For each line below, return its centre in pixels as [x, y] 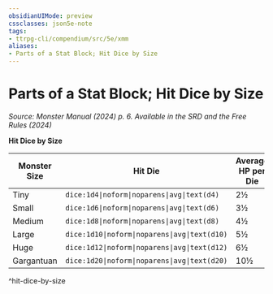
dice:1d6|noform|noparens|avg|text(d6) [142, 208]
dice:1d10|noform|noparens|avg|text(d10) [147, 234]
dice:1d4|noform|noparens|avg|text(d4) [142, 195]
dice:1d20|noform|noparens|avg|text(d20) [147, 260]
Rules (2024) [30, 125]
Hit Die [146, 171]
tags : [17, 31]
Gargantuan [35, 261]
